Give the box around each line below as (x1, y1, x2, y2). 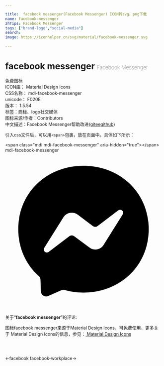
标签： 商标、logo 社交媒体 (5, 109, 58, 115)
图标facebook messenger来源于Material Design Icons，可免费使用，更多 (5, 325, 154, 331)
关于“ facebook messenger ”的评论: (5, 314, 77, 320)
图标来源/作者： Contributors (5, 115, 63, 121)
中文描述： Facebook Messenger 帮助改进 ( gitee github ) (5, 121, 115, 127)
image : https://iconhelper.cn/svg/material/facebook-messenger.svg (5, 35, 148, 40)
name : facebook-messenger (5, 16, 59, 21)
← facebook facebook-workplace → (5, 355, 77, 361)
